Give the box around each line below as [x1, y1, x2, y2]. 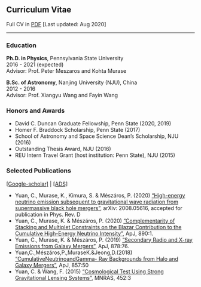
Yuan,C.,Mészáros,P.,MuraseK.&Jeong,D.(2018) [14, 249, 133, 256]
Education [6, 41, 37, 50]
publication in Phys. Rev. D [14, 211, 81, 218]
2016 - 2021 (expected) [6, 61, 64, 68]
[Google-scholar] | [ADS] [6, 180, 68, 187]
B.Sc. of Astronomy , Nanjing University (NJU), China [6, 79, 138, 86]
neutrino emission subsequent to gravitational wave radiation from [14, 198, 178, 205]
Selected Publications [6, 166, 72, 175]
